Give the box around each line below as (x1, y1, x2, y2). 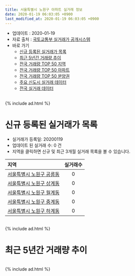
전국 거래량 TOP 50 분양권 (19, 73, 70, 79)
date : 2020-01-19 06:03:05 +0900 (5, 12, 73, 17)
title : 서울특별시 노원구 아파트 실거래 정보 (5, 7, 83, 12)
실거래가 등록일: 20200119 (12, 136, 63, 142)
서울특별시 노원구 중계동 (7, 199, 60, 205)
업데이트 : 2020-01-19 (12, 30, 55, 36)
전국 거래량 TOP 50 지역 (19, 61, 66, 67)
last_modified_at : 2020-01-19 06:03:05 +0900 (5, 16, 99, 21)
